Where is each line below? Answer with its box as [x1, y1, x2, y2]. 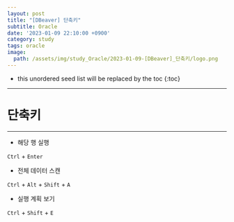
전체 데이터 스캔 [17, 166, 61, 174]
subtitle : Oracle [7, 23, 58, 30]
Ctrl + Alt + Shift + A [7, 180, 71, 188]
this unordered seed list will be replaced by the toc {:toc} [17, 74, 181, 83]
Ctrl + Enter [7, 152, 43, 160]
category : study [7, 36, 54, 43]
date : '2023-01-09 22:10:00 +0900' [7, 29, 111, 37]
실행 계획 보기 [17, 194, 55, 203]
